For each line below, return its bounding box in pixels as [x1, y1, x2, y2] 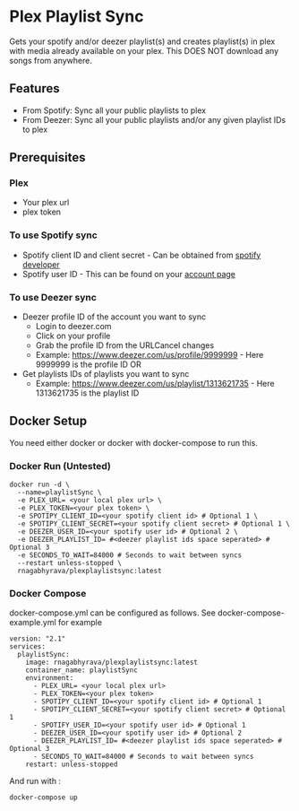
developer [21, 258, 60, 270]
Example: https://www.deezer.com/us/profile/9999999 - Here [35, 350, 264, 361]
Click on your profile [35, 330, 111, 342]
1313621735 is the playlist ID [35, 388, 140, 398]
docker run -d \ [9, 480, 70, 490]
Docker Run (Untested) [9, 459, 112, 472]
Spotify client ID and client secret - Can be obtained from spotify [21, 249, 261, 260]
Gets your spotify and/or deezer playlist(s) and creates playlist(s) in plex [9, 36, 276, 47]
